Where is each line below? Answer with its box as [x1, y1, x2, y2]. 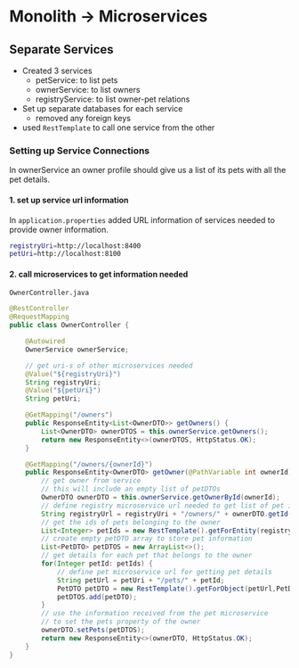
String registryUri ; [25, 377, 101, 387]
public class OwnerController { [9, 321, 129, 330]
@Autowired [25, 337, 66, 346]
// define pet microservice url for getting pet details [56, 567, 273, 576]
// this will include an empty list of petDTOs [41, 484, 221, 494]
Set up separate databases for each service [21, 103, 183, 113]
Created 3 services [21, 65, 93, 76]
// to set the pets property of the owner [41, 617, 201, 626]
